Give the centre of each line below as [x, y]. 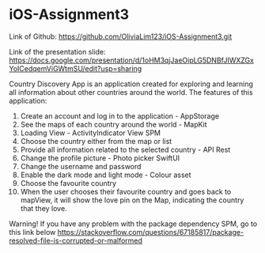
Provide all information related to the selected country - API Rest [125, 149]
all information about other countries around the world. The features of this [131, 92]
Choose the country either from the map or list [96, 141]
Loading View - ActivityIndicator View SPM [91, 133]
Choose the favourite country [68, 183]
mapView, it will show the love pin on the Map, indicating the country [132, 200]
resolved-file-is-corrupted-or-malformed [76, 240]
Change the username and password [81, 166]
